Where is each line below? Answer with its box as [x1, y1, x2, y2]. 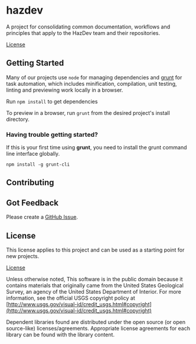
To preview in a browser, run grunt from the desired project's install [6, 109, 170, 116]
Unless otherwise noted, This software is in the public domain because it [6, 276, 183, 283]
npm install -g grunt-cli [6, 162, 70, 168]
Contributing [6, 178, 54, 188]
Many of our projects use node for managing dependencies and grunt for [6, 73, 182, 81]
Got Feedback [6, 198, 59, 208]
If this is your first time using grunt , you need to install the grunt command [6, 144, 187, 151]
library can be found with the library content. [6, 331, 115, 338]
